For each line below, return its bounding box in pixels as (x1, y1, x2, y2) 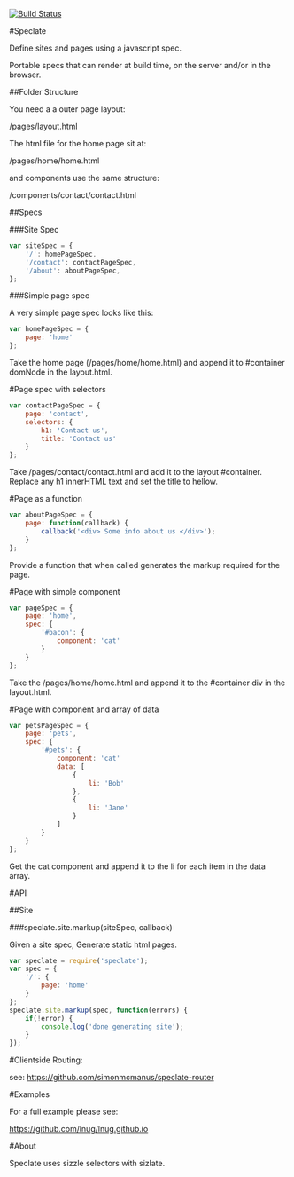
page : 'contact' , (25, 409, 89, 418)
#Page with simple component (9, 586, 121, 596)
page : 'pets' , (25, 729, 77, 739)
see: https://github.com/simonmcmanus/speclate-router (9, 1072, 214, 1083)
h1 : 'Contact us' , (41, 426, 109, 435)
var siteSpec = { (9, 241, 73, 250)
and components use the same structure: (9, 173, 159, 183)
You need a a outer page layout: (9, 104, 126, 115)
